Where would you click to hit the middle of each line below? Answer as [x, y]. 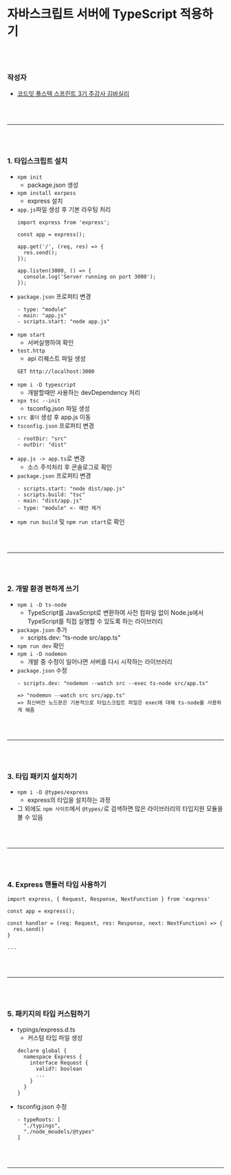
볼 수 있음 [30, 817]
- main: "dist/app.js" [49, 500]
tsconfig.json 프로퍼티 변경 [56, 425]
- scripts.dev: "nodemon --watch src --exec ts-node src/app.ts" [112, 683]
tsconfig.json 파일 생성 [59, 408]
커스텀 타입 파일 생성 [55, 1037]
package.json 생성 [53, 185]
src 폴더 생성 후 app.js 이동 [54, 417]
